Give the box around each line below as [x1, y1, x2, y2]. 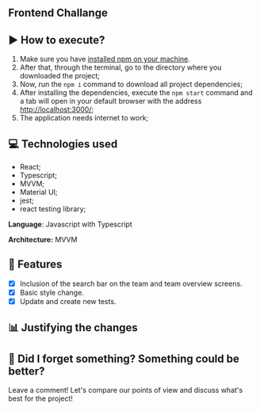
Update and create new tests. [19, 296, 117, 306]
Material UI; [19, 188, 58, 197]
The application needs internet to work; [19, 113, 149, 123]
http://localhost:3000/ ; [19, 105, 94, 114]
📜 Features [8, 257, 63, 272]
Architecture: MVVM [8, 235, 78, 245]
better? [8, 364, 45, 378]
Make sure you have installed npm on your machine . [19, 55, 190, 64]
